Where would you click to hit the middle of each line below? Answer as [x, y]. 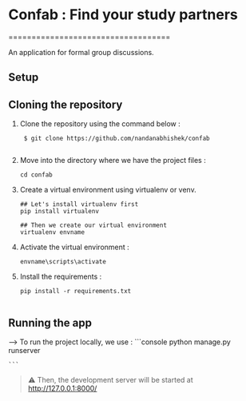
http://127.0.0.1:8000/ [62, 388]
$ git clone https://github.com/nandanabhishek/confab [117, 139]
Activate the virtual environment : [74, 247]
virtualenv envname [52, 232]
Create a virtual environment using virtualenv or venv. [108, 190]
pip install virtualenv [60, 212]
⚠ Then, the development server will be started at [110, 379]
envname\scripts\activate [63, 262]
